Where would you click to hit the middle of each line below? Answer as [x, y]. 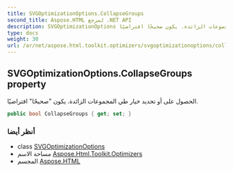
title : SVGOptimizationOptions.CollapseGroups [76, 13]
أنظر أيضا [21, 131]
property [27, 85]
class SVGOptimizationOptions [61, 146]
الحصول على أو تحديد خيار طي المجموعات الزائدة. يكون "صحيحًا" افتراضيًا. [103, 101]
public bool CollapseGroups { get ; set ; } [69, 114]
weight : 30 [23, 39]
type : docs [23, 33]
